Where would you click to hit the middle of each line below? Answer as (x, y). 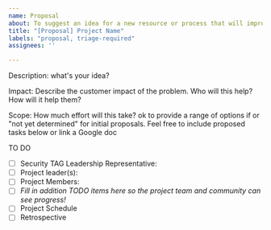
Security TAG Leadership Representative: (88, 164)
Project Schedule (49, 208)
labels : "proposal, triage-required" (72, 38)
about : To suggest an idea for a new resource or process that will (126, 23)
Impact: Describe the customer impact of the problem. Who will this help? (131, 91)
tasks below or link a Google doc (63, 133)
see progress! (43, 200)
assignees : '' (32, 46)
